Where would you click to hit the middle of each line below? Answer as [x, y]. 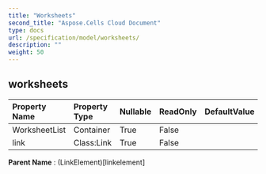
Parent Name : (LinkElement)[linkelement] [77, 162]
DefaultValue [230, 112]
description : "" [35, 45]
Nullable [135, 112]
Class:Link [93, 142]
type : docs [26, 30]
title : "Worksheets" [42, 15]
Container [92, 130]
